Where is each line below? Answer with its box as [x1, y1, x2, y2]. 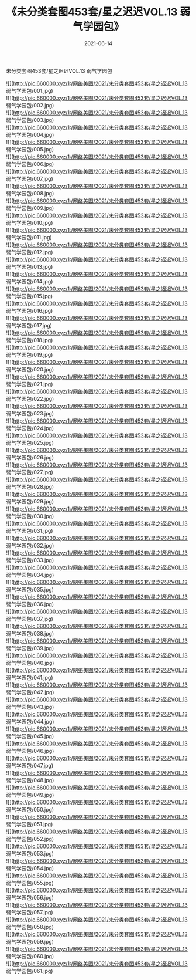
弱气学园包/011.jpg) [6, 234, 52, 241]
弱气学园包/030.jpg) [6, 512, 54, 519]
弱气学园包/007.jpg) [6, 175, 54, 182]
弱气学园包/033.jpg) [6, 556, 54, 563]
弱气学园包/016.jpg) [6, 307, 53, 314]
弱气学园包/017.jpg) [6, 322, 53, 329]
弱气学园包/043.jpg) [6, 703, 54, 710]
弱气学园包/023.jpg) [6, 410, 54, 417]
